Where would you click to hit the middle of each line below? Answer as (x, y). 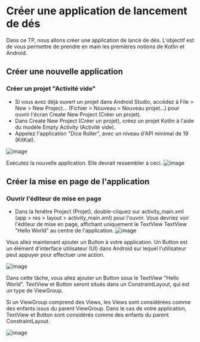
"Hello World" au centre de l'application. (64, 230)
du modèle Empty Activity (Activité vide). (65, 127)
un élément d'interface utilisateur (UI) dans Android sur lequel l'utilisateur (96, 248)
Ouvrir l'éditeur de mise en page (54, 198)
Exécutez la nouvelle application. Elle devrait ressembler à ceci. (84, 163)
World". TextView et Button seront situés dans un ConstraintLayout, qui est (98, 284)
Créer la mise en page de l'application (78, 182)
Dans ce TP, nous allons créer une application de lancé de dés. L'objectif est (100, 40)
